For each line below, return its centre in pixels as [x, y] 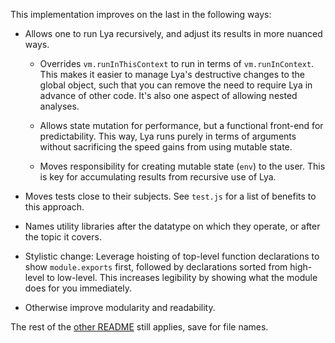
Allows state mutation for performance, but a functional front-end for [181, 125]
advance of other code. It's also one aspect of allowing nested [168, 95]
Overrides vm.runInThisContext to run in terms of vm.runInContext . [177, 63]
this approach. [54, 207]
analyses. [59, 106]
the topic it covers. [63, 237]
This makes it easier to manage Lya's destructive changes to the [172, 74]
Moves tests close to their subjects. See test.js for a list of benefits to [170, 196]
